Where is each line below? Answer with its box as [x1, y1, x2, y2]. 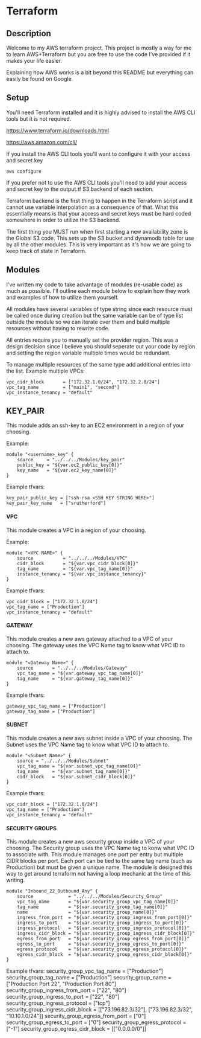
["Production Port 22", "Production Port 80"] [6, 980, 116, 988]
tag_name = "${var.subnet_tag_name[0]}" [17, 769, 131, 775]
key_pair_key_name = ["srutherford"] [6, 500, 107, 507]
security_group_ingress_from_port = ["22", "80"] [6, 987, 126, 994]
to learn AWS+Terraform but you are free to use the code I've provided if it [6, 51, 191, 58]
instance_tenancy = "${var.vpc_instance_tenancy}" [17, 571, 147, 577]
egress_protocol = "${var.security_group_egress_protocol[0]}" [17, 946, 187, 952]
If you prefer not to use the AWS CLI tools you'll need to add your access [6, 179, 187, 186]
